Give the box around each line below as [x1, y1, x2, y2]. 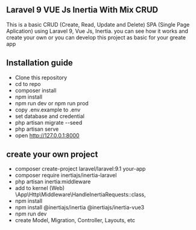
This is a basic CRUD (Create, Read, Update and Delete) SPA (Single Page [6, 21, 190, 28]
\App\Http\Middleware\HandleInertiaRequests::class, [14, 191, 146, 199]
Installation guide [6, 57, 74, 68]
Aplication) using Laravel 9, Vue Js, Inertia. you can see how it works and [6, 27, 189, 34]
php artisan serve [14, 125, 59, 133]
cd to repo [14, 80, 41, 87]
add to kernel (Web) [14, 185, 65, 192]
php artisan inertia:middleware [14, 178, 91, 185]
